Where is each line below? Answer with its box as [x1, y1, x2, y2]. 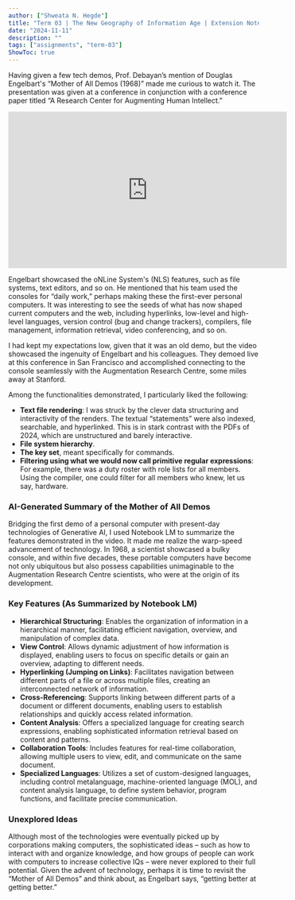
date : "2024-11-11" [8, 26, 73, 34]
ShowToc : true [8, 48, 56, 56]
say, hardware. [19, 482, 69, 491]
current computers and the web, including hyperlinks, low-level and [8, 308, 230, 318]
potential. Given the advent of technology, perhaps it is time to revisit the [8, 865, 246, 875]
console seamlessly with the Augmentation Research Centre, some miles [8, 367, 247, 375]
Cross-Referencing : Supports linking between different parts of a [19, 692, 236, 702]
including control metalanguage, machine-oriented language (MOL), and [19, 777, 258, 786]
